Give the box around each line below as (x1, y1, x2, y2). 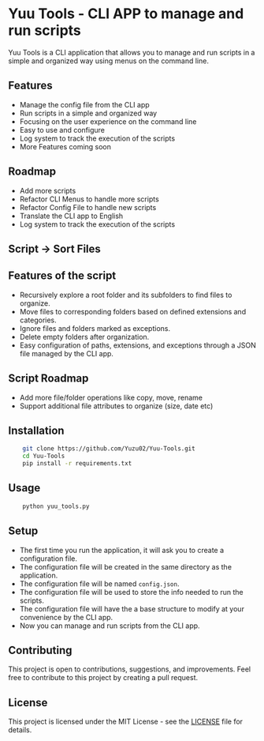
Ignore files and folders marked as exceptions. (19, 323, 171, 333)
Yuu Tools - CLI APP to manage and (8, 5, 244, 23)
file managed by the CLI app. (19, 348, 114, 358)
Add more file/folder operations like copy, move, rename (19, 393, 203, 402)
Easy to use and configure (19, 125, 105, 134)
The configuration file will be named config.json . (19, 578, 180, 589)
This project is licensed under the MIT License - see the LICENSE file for (8, 717, 243, 727)
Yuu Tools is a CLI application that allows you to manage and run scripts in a (8, 47, 255, 57)
